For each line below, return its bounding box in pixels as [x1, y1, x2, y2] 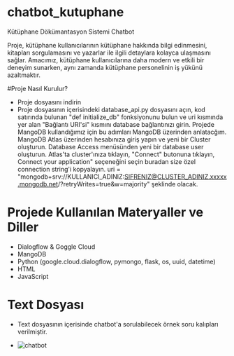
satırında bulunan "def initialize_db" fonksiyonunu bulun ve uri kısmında [17, 113, 224, 121]
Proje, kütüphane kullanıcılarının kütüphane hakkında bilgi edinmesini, [7, 41, 207, 49]
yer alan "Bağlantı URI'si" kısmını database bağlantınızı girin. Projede [17, 120, 215, 128]
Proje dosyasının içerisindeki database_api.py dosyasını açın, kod [17, 105, 206, 114]
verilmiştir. [17, 327, 47, 336]
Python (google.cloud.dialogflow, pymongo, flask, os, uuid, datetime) [17, 257, 216, 266]
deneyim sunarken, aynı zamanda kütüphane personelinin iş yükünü [7, 63, 203, 71]
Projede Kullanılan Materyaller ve [7, 205, 204, 221]
